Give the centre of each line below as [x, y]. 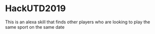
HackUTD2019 [36, 8]
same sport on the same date [35, 27]
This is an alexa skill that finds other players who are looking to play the [78, 22]
